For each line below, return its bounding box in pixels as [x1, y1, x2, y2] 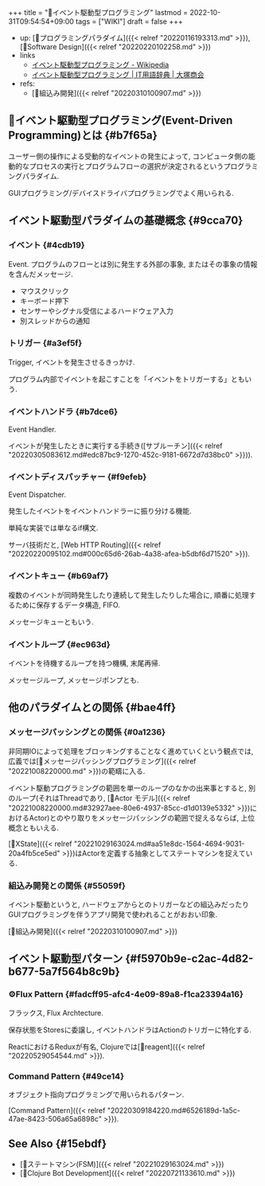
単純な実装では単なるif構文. [8, 523, 99, 533]
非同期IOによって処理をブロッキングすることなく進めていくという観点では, [8, 746, 254, 755]
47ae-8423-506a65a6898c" [8, 1114, 102, 1123]
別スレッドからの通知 [19, 316, 90, 326]
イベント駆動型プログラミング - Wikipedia [31, 60, 170, 69]
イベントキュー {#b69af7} [8, 571, 109, 582]
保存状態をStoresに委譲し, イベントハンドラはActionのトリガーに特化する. [8, 1024, 252, 1034]
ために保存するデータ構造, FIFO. [14, 600, 121, 610]
